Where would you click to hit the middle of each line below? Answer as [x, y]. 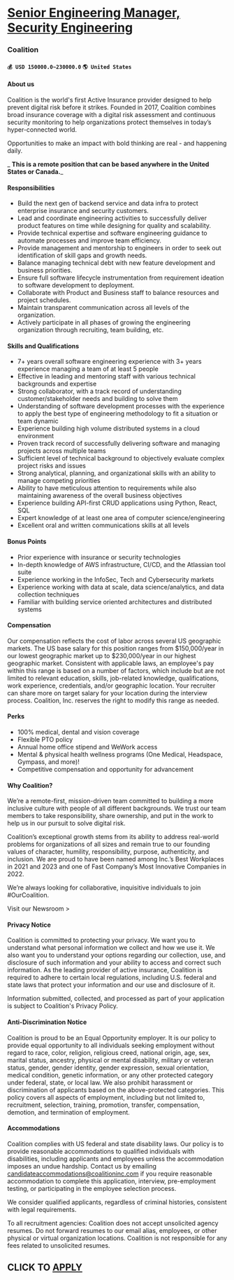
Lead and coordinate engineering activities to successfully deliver [112, 218]
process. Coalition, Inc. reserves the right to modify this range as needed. [113, 700]
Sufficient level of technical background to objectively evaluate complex [121, 458]
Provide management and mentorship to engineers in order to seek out [119, 248]
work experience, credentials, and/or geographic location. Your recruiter [111, 686]
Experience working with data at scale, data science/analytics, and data [121, 587]
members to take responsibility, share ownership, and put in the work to [110, 816]
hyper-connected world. [42, 129]
